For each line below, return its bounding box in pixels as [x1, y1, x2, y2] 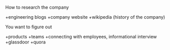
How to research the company [5, 5, 69, 10]
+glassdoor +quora [5, 39, 46, 45]
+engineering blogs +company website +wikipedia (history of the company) [5, 14, 165, 20]
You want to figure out [5, 24, 52, 30]
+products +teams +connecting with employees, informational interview [5, 34, 157, 39]
